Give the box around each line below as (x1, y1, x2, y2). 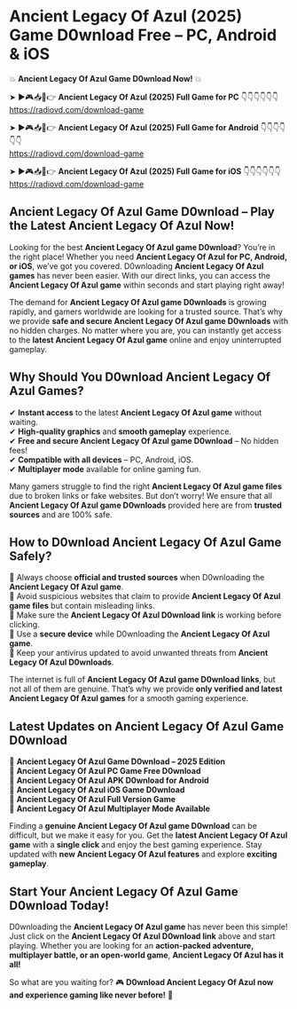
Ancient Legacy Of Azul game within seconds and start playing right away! (9, 280, 285, 290)
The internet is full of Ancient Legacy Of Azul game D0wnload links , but (9, 674, 277, 685)
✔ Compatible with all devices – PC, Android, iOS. (9, 454, 194, 465)
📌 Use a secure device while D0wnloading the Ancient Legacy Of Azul (9, 628, 270, 640)
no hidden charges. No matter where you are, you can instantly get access (9, 325, 282, 335)
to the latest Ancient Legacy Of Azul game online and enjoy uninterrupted (9, 335, 282, 345)
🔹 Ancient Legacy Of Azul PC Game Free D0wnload (9, 766, 201, 776)
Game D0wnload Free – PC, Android (9, 25, 277, 45)
